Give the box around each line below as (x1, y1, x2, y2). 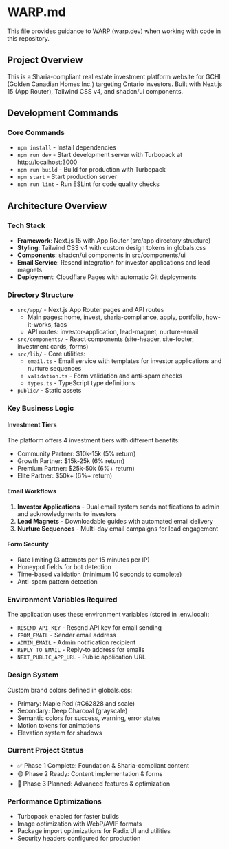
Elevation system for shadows (17, 728, 102, 737)
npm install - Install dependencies (17, 143, 117, 152)
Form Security (7, 540, 50, 549)
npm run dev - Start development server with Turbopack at (17, 151, 183, 159)
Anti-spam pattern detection (17, 577, 98, 586)
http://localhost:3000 (17, 158, 78, 166)
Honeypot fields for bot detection (17, 562, 111, 571)
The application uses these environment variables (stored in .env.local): (7, 611, 210, 619)
